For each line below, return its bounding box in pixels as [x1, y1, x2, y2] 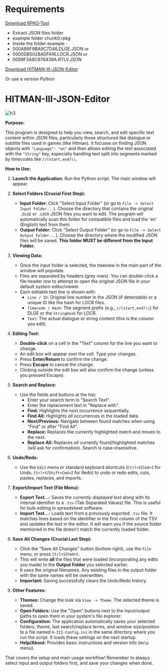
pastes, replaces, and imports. [19, 475, 82, 481]
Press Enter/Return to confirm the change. [19, 356, 108, 362]
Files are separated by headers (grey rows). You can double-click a [19, 273, 159, 279]
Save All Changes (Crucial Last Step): [12, 536, 92, 542]
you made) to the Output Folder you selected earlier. [19, 561, 129, 567]
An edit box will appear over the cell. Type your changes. [19, 351, 137, 357]
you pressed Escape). [19, 372, 65, 378]
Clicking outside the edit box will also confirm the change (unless [19, 367, 154, 373]
